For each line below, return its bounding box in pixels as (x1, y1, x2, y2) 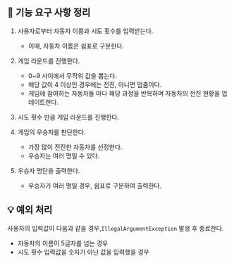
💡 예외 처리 (7, 204, 53, 216)
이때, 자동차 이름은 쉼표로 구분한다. (27, 41, 125, 50)
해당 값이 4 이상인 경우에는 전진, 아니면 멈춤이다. (27, 80, 162, 89)
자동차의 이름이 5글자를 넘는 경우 (17, 238, 109, 248)
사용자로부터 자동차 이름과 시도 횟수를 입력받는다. (17, 27, 154, 35)
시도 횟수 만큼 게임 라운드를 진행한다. (17, 113, 120, 121)
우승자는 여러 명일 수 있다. (27, 151, 100, 160)
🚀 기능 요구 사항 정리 (7, 6, 91, 19)
